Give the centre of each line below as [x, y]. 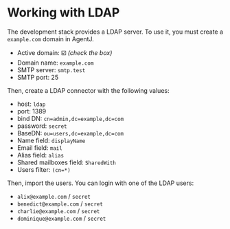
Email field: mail [40, 148]
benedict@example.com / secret [60, 204]
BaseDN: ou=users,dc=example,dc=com [70, 133]
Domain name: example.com [55, 63]
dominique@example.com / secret [61, 218]
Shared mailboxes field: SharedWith [67, 162]
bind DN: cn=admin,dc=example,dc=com [70, 118]
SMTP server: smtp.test [51, 69]
